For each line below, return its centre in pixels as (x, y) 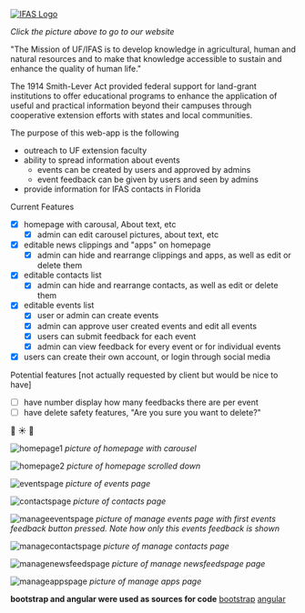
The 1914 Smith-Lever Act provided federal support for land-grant (134, 86)
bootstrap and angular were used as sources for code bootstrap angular (148, 598)
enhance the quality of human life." (76, 69)
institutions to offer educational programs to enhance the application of (144, 96)
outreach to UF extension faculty (85, 151)
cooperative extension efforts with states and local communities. (132, 115)
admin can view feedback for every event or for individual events (159, 347)
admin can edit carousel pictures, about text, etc (128, 235)
